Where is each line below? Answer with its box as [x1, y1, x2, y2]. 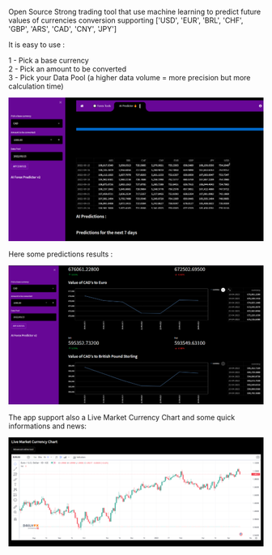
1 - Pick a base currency [8, 56, 89, 65]
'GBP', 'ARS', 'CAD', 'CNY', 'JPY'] [8, 24, 117, 33]
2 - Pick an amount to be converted [8, 64, 127, 74]
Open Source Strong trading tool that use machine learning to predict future [8, 7, 261, 16]
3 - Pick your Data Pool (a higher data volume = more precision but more [8, 73, 251, 82]
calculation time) [8, 81, 64, 91]
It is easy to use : [8, 40, 66, 49]
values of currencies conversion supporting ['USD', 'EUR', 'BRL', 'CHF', [8, 15, 244, 25]
